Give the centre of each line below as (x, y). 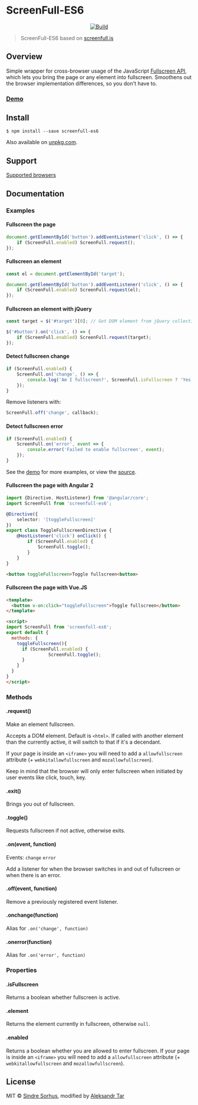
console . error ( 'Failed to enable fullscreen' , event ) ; (96, 450)
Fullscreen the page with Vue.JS (47, 587)
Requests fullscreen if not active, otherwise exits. (66, 831)
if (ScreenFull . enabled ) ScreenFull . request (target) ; (84, 338)
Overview (24, 57)
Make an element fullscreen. (41, 724)
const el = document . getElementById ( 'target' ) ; (66, 274)
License (21, 1082)
